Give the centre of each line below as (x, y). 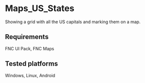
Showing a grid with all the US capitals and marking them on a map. (73, 22)
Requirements (27, 37)
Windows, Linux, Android (30, 75)
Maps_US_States (40, 8)
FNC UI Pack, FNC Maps (30, 48)
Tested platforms (32, 64)
